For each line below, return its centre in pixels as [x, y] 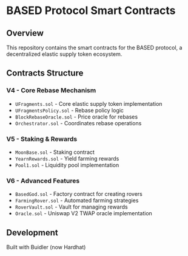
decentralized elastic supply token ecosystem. [64, 54]
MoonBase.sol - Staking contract [55, 152]
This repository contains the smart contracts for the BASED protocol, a [94, 47]
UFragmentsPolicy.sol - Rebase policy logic [69, 110]
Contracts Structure [45, 73]
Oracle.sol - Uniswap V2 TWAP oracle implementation [84, 213]
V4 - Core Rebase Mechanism [51, 91]
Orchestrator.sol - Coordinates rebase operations [78, 123]
